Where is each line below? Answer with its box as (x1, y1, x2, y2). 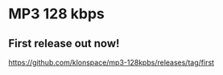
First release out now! (8, 37, 120, 50)
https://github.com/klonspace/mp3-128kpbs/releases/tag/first (8, 57, 215, 67)
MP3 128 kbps (8, 5, 105, 23)
